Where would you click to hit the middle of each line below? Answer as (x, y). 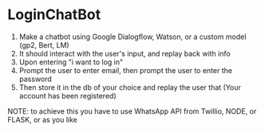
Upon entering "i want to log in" (71, 62)
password (36, 79)
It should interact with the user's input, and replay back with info (125, 53)
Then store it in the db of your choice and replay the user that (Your (130, 87)
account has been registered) (67, 95)
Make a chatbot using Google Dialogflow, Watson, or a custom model (132, 37)
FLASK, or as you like (42, 119)
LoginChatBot (54, 15)
